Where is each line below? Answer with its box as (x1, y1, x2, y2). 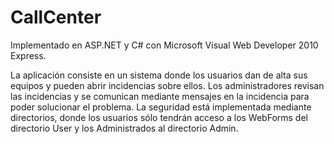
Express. (10, 49, 47, 61)
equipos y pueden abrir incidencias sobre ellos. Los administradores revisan (10, 79, 325, 91)
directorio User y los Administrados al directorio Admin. (10, 122, 239, 134)
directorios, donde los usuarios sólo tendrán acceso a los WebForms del (10, 111, 308, 123)
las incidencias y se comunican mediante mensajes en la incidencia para (10, 90, 310, 102)
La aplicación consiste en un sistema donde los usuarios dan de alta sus (10, 69, 308, 81)
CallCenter (10, 6, 102, 29)
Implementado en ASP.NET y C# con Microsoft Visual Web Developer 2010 (10, 39, 319, 51)
